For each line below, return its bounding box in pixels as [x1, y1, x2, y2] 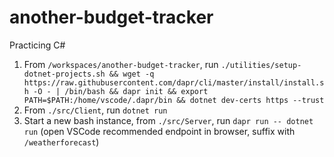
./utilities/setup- [220, 60, 302, 70]
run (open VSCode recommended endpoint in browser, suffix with [23, 125, 296, 137]
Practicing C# [9, 39, 66, 51]
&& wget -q [108, 69, 155, 79]
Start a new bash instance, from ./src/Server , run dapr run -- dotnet [23, 114, 314, 126]
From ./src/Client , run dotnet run [23, 104, 168, 116]
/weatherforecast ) [23, 136, 100, 148]
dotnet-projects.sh [23, 69, 106, 79]
